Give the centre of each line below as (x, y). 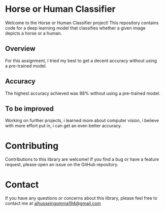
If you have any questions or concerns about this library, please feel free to (81, 198)
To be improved (30, 109)
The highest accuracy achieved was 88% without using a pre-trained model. (83, 93)
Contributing (32, 146)
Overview (20, 49)
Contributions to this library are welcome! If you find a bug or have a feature (82, 159)
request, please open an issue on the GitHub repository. (62, 165)
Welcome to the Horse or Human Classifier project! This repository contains (82, 23)
